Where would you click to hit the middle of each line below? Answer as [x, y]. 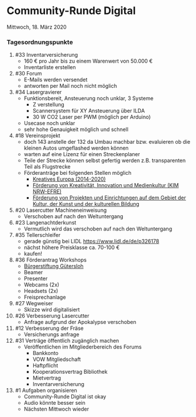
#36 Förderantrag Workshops [51, 260]
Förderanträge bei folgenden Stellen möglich [78, 173]
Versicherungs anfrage [51, 335]
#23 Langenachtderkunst [46, 223]
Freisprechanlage [45, 297]
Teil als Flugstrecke [47, 167]
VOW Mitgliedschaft [57, 359]
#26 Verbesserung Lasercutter [52, 316]
